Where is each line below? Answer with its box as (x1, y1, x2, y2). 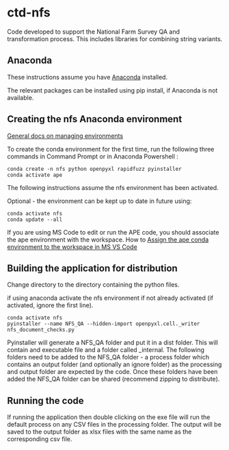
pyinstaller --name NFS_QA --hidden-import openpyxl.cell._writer (7, 320, 200, 327)
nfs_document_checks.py (7, 327, 75, 333)
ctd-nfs (7, 5, 51, 21)
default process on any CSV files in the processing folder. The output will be (7, 421, 222, 429)
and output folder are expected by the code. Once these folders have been (7, 368, 218, 376)
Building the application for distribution (7, 262, 178, 274)
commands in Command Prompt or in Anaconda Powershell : (7, 152, 179, 161)
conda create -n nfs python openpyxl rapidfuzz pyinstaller (7, 165, 183, 172)
